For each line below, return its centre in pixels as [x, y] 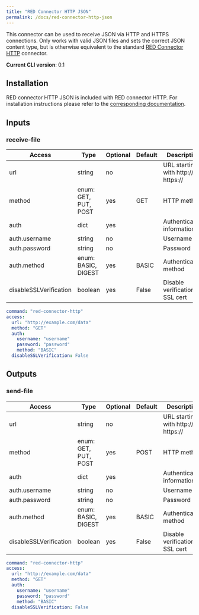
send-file [20, 391]
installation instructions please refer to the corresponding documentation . [96, 104]
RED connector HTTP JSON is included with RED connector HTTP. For [92, 98]
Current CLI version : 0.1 [36, 65]
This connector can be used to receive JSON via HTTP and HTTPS [88, 34]
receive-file [23, 139]
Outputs [22, 374]
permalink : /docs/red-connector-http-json [59, 17]
